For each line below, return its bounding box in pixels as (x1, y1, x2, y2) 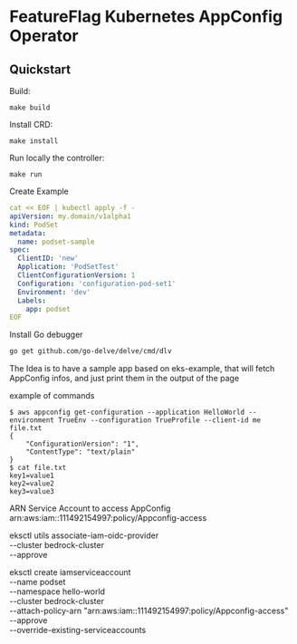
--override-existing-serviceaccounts (9, 625, 147, 636)
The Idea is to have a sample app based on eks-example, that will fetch (9, 363, 275, 374)
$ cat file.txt (9, 464, 67, 473)
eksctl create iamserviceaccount (9, 567, 131, 578)
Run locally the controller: (9, 152, 105, 163)
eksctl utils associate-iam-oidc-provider (9, 530, 159, 541)
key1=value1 (9, 471, 54, 481)
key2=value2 (9, 479, 54, 488)
